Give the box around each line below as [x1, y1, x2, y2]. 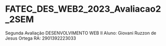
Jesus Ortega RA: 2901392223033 [5, 35, 76, 41]
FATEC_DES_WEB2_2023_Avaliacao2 [5, 3, 161, 15]
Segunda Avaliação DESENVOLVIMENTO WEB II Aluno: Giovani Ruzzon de [5, 30, 157, 36]
